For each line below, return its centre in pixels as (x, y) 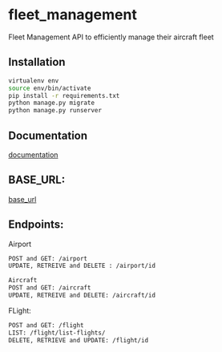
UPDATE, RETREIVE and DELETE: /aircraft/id (82, 295)
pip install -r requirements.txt (64, 95)
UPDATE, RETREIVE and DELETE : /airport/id (82, 266)
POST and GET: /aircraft (50, 288)
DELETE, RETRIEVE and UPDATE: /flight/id (79, 340)
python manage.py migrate (51, 103)
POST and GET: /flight (46, 325)
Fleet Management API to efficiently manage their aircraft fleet (111, 37)
